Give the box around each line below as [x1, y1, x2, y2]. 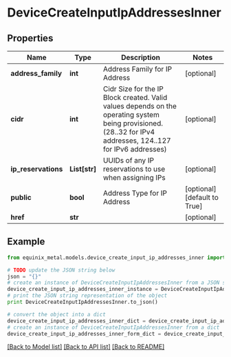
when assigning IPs [102, 173, 166, 182]
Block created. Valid [102, 93, 168, 102]
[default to [184, 193, 219, 202]
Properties [7, 32, 54, 44]
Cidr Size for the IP [102, 84, 164, 94]
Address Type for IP [102, 188, 167, 198]
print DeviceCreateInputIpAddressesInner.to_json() [7, 298, 158, 306]
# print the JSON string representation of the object [7, 292, 168, 299]
